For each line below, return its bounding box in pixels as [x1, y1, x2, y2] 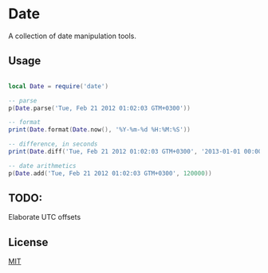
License [8, 236, 49, 249]
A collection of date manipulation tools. [8, 31, 137, 41]
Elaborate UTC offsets [8, 213, 81, 222]
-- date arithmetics [8, 162, 77, 170]
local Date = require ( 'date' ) [8, 82, 109, 90]
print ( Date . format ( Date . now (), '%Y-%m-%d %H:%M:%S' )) [8, 126, 191, 134]
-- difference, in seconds [8, 140, 98, 148]
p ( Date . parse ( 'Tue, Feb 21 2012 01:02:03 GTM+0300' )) [8, 104, 191, 112]
